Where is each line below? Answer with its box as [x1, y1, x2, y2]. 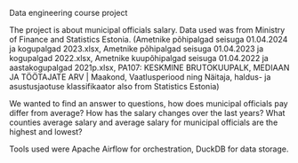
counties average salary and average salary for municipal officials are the [9, 117, 278, 128]
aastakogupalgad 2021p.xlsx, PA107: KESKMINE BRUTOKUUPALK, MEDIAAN [9, 62, 290, 73]
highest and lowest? [9, 127, 83, 136]
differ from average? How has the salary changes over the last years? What [9, 108, 286, 118]
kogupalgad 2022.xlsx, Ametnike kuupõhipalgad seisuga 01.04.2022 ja [9, 53, 269, 63]
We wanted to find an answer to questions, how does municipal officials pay [9, 98, 288, 109]
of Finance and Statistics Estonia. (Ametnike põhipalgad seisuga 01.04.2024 [9, 35, 288, 44]
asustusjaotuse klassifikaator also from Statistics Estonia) [9, 81, 220, 91]
